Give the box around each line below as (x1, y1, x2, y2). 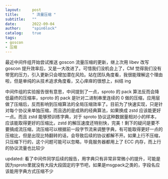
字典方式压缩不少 (18, 168, 53, 174)
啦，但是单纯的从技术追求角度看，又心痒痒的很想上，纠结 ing (5, 78, 131, 84)
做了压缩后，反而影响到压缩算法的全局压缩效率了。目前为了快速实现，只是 (5, 101, 158, 107)
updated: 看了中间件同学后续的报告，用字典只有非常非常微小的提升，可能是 (5, 155, 161, 161)
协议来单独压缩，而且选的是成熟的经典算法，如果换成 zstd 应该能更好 (18, 107, 161, 113)
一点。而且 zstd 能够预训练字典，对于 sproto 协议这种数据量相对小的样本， (5, 113, 159, 119)
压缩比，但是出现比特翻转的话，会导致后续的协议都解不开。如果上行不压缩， (5, 132, 163, 138)
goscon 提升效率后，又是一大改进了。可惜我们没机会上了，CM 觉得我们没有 (5, 65, 161, 71)
